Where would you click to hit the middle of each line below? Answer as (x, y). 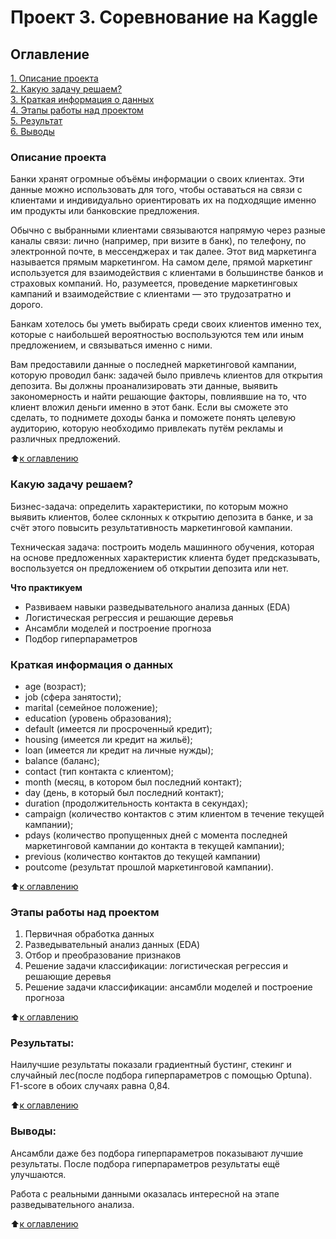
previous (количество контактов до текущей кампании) (143, 856)
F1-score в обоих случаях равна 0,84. (90, 1086)
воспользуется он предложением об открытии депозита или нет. (149, 568)
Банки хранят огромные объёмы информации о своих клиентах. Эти (157, 179)
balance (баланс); (62, 760)
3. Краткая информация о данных (82, 99)
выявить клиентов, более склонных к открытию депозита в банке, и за (162, 517)
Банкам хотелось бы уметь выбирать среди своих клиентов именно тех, (166, 324)
